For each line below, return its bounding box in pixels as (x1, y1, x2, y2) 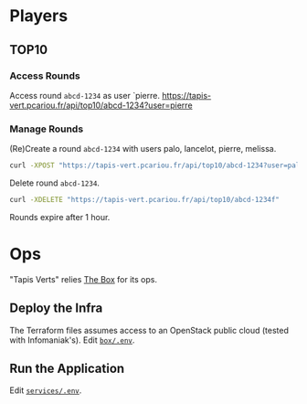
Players (9, 5, 69, 27)
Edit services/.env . (9, 385, 82, 396)
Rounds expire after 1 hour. (9, 211, 111, 222)
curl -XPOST (9, 161, 55, 170)
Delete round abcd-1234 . (9, 177, 101, 188)
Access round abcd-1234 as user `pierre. (9, 90, 160, 101)
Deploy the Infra (9, 301, 103, 316)
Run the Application (9, 361, 125, 377)
